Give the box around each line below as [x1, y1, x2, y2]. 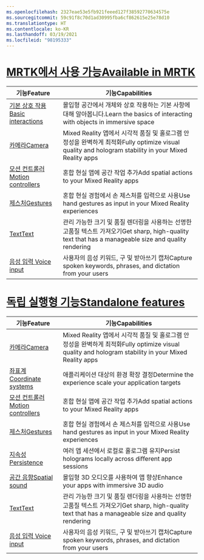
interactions [9, 117, 44, 125]
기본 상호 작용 [9, 101, 47, 110]
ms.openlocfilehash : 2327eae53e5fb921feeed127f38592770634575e [6, 9, 170, 15]
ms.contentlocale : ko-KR [6, 26, 69, 32]
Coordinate [9, 374, 41, 383]
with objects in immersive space [63, 117, 155, 126]
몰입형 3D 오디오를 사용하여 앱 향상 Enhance [63, 473, 183, 481]
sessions [63, 462, 88, 471]
